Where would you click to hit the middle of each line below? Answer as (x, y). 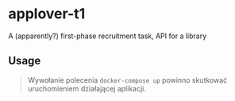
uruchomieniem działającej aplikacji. (87, 88)
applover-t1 (47, 14)
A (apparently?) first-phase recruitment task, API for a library (108, 36)
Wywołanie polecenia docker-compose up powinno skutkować (127, 80)
